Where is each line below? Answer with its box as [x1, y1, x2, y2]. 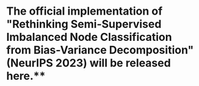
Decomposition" [109, 43, 194, 57]
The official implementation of [6, 4, 163, 18]
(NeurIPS [6, 56, 54, 70]
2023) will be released [55, 56, 171, 70]
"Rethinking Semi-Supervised [6, 17, 162, 31]
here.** [6, 69, 46, 83]
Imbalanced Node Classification [6, 30, 172, 44]
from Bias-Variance [6, 43, 107, 57]
